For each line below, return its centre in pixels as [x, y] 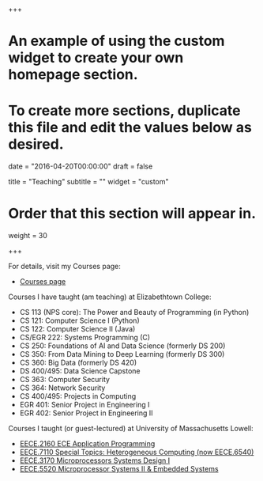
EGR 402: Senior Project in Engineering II [86, 413]
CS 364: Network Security [62, 388]
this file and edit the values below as [130, 128]
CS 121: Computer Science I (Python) [79, 320]
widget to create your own [96, 58]
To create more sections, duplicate [124, 111]
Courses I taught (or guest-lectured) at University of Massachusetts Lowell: [131, 429]
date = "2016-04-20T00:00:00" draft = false [81, 166]
